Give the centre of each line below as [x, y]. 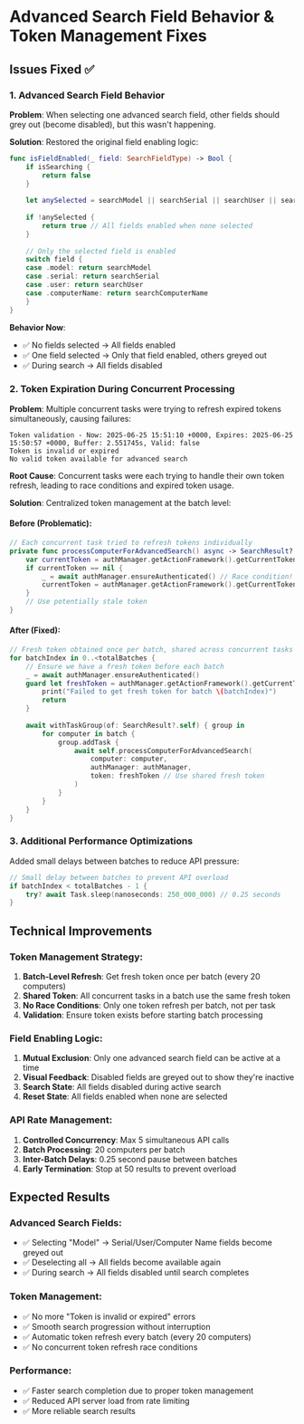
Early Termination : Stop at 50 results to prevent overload [129, 1169]
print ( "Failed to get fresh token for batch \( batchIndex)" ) [160, 692]
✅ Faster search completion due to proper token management [138, 1391]
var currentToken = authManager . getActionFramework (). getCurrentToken [161, 559]
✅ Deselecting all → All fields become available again [122, 1262]
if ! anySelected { [60, 217]
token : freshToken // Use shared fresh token [177, 776]
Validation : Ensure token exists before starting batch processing [143, 1015]
